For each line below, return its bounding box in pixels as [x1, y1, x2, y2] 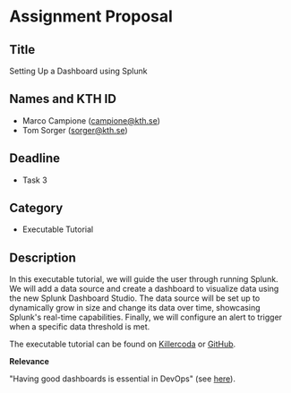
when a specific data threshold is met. [9, 321, 150, 332]
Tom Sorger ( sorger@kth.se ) [21, 124, 128, 135]
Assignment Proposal [9, 6, 173, 27]
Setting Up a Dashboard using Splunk [9, 65, 148, 76]
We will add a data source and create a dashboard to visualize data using [9, 284, 279, 295]
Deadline [9, 150, 61, 167]
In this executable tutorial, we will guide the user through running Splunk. [9, 274, 279, 285]
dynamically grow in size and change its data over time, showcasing [9, 303, 261, 313]
